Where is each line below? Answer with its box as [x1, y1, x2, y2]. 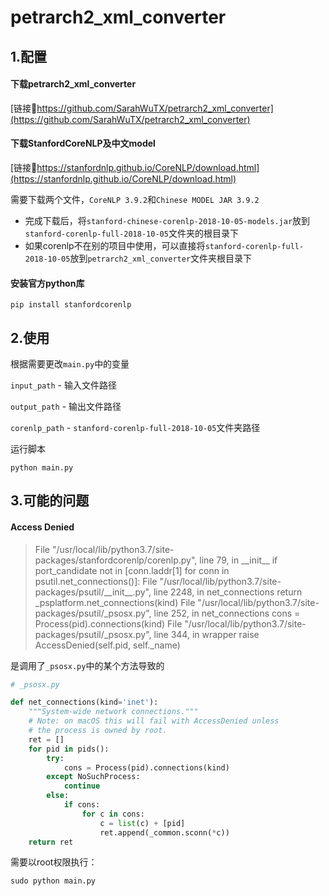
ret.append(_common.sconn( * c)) [99, 827, 230, 838]
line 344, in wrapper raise [153, 628, 260, 640]
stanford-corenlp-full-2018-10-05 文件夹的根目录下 [24, 227, 239, 239]
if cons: [63, 800, 101, 810]
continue [63, 781, 101, 791]
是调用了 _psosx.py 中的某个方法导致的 [10, 659, 165, 671]
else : [46, 791, 70, 801]
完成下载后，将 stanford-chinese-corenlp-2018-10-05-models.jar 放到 [24, 214, 311, 226]
